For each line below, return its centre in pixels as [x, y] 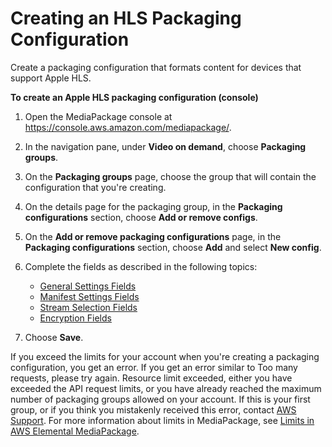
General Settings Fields [88, 286]
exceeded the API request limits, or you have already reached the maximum [166, 388]
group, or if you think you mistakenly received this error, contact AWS [153, 409]
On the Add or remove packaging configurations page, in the [153, 236]
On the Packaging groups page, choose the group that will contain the [170, 176]
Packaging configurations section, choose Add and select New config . [173, 247]
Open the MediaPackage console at [98, 116]
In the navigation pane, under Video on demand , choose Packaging [165, 146]
